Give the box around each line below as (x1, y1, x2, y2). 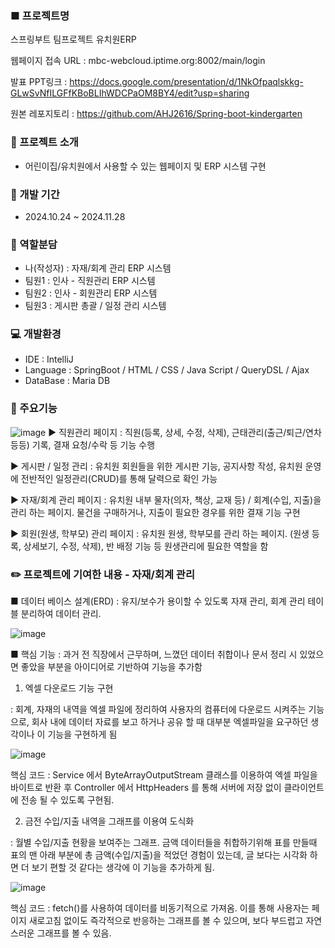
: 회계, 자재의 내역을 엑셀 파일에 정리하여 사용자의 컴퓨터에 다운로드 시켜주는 (10, 703, 307, 716)
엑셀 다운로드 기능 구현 (24, 682, 114, 694)
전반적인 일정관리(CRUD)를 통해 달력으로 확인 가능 (20, 472, 218, 484)
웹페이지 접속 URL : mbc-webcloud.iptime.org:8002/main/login (10, 55, 266, 67)
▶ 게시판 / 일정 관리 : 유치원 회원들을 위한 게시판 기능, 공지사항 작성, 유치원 (10, 460, 303, 472)
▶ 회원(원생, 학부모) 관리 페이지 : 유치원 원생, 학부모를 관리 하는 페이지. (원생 (10, 527, 310, 539)
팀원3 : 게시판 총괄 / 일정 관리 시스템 (24, 300, 167, 312)
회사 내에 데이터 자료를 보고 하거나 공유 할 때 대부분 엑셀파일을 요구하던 (31, 716, 309, 728)
